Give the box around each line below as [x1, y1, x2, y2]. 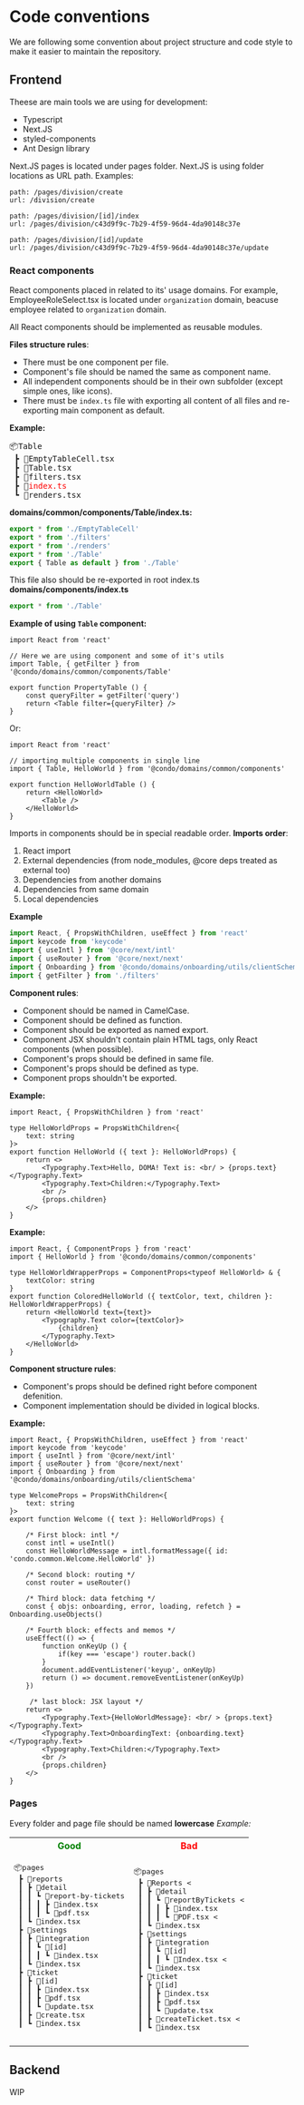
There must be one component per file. [22, 356, 169, 368]
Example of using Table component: [9, 619, 147, 629]
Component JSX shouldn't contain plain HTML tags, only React [22, 1034, 258, 1045]
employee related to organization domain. [9, 304, 167, 315]
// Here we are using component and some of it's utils [9, 651, 224, 661]
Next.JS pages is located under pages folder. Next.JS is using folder [9, 161, 264, 171]
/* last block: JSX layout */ [29, 1697, 144, 1706]
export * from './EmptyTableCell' [9, 524, 140, 534]
